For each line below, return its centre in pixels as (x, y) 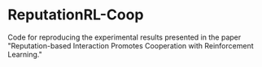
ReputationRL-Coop (76, 15)
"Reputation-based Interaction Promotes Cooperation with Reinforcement (131, 45)
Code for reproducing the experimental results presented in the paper (124, 37)
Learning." (25, 54)
